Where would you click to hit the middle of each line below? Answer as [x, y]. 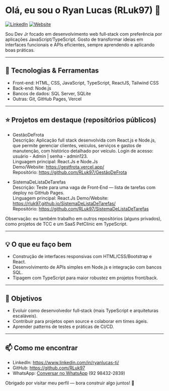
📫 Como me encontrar [41, 348]
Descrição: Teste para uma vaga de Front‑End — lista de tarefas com [84, 187]
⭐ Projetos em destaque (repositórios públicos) [81, 120]
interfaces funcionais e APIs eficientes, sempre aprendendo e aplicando [80, 44]
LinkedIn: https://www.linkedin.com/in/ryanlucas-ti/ [66, 363]
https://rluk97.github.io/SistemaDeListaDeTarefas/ [64, 203]
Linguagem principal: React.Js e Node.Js [55, 161]
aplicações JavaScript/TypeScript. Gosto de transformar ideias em [74, 39]
